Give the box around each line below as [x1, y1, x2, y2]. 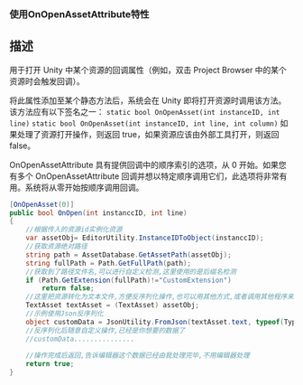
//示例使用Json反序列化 [25, 309, 104, 318]
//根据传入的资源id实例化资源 [25, 225, 123, 234]
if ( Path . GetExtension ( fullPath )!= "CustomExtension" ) [25, 276, 232, 285]
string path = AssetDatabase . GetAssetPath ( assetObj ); [25, 250, 232, 259]
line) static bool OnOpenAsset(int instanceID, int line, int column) [9, 119, 279, 128]
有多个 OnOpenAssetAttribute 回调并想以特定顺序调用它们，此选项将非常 [9, 170, 280, 182]
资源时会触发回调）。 [9, 75, 85, 87]
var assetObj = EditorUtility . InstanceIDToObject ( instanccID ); [25, 233, 264, 243]
